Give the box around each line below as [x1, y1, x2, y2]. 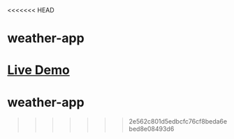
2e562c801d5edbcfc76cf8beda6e [129, 117, 228, 126]
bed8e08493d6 [129, 125, 175, 133]
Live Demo [7, 62, 70, 78]
